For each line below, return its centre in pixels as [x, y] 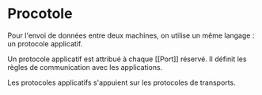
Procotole [40, 14]
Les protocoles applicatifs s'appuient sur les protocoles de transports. [122, 82]
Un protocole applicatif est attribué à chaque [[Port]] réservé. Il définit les [127, 59]
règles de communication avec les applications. [85, 67]
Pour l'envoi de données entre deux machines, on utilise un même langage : [131, 35]
